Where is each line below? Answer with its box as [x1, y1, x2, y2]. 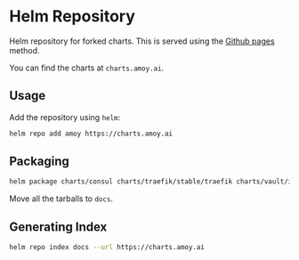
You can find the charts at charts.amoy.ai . [9, 62, 165, 73]
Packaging [9, 154, 69, 169]
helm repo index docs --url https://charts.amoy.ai [9, 243, 205, 252]
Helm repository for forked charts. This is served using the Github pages [9, 36, 275, 46]
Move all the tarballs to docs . [9, 193, 114, 204]
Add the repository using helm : [9, 111, 121, 122]
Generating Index [9, 219, 108, 234]
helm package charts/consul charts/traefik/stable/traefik [9, 177, 233, 186]
